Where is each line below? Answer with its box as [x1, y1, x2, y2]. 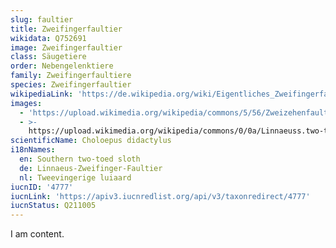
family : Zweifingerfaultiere [10, 71, 132, 81]
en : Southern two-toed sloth [19, 154, 141, 164]
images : [10, 98, 43, 108]
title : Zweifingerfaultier [10, 24, 123, 34]
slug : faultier [10, 14, 74, 25]
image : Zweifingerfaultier [10, 42, 123, 53]
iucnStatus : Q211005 [10, 201, 97, 211]
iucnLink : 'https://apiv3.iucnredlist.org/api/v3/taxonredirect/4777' [10, 191, 311, 201]
